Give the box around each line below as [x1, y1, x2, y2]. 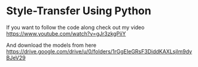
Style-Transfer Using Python [6, 4, 151, 18]
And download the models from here [6, 42, 97, 49]
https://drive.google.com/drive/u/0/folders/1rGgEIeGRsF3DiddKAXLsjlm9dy [6, 47, 193, 55]
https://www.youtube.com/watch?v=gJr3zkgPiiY [6, 30, 126, 37]
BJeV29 [6, 54, 26, 61]
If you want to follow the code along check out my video [6, 24, 145, 31]
